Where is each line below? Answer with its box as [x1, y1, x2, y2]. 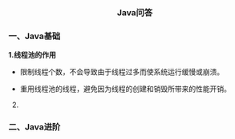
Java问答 [116, 6, 153, 18]
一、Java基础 [8, 30, 61, 42]
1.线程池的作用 [8, 50, 56, 60]
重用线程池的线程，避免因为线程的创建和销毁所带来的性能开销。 [19, 84, 231, 93]
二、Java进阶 [8, 121, 61, 133]
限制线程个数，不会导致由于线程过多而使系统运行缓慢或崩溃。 [19, 67, 225, 77]
